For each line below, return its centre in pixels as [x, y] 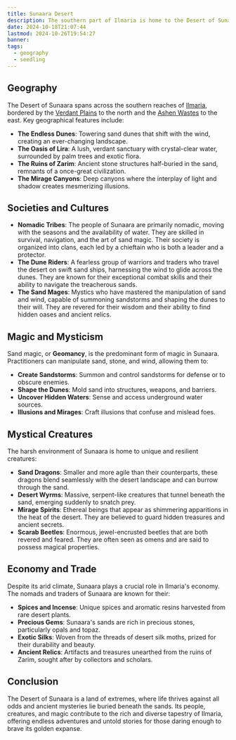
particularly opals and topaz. [59, 630]
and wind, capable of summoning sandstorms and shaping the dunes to [122, 300]
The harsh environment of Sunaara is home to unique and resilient [103, 451]
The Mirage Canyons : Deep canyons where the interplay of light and [117, 178]
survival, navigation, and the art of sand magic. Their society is [109, 240]
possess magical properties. [58, 547]
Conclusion [33, 682]
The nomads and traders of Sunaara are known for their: [89, 593]
